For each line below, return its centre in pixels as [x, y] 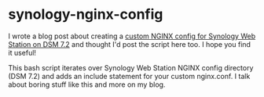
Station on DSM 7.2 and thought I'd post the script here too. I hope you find [130, 44]
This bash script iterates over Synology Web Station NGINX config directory [131, 67]
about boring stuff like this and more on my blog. [87, 84]
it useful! [22, 52]
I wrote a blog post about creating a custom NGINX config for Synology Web [132, 36]
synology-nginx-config [86, 14]
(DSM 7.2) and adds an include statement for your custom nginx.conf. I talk [129, 76]
